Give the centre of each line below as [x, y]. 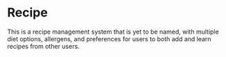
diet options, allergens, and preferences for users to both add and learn [109, 38]
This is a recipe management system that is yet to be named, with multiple [113, 32]
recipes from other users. [43, 46]
